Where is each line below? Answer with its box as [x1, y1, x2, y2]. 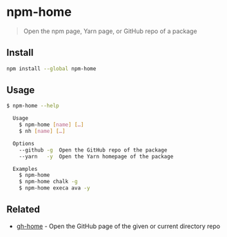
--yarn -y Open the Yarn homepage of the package [19, 153, 174, 160]
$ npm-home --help [6, 103, 59, 110]
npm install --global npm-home [6, 65, 97, 72]
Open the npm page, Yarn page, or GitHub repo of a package [23, 27, 197, 35]
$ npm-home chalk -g [19, 178, 78, 185]
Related [6, 204, 41, 216]
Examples [12, 165, 38, 172]
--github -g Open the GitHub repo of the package [19, 146, 168, 154]
